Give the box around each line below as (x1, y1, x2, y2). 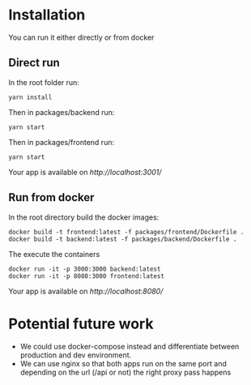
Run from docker (8, 190, 95, 204)
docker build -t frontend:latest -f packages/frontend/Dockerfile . (8, 228, 245, 236)
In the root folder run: (8, 77, 79, 87)
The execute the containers (8, 249, 100, 259)
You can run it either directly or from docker (8, 32, 155, 42)
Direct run (8, 56, 61, 70)
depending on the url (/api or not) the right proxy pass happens (19, 367, 232, 377)
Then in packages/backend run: (8, 107, 115, 117)
